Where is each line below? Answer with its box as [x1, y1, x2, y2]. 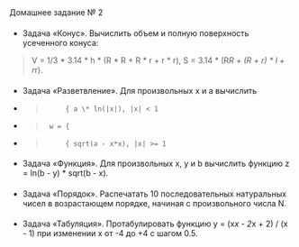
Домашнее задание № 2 [9, 7, 104, 18]
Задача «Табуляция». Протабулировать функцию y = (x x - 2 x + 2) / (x [22, 218, 288, 229]
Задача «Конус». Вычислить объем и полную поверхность [22, 27, 249, 39]
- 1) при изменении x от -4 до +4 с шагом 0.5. [22, 228, 198, 239]
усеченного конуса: [22, 37, 99, 48]
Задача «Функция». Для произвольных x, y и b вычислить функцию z [22, 158, 290, 169]
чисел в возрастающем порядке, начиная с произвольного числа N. [22, 197, 286, 208]
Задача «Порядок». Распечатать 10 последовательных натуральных [22, 188, 286, 199]
